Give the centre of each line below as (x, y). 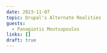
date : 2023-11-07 (28, 12)
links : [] (19, 35)
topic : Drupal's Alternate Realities (54, 18)
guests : (16, 23)
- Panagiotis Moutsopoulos (46, 29)
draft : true (21, 40)
